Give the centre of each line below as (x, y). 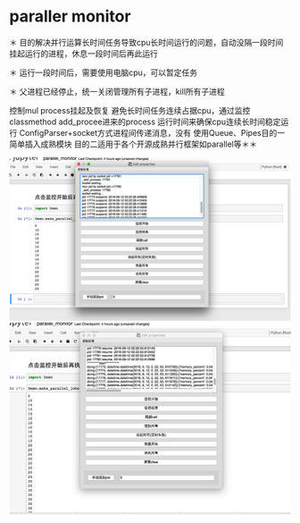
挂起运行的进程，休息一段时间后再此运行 (83, 53)
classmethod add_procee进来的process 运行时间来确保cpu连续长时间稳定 (145, 122)
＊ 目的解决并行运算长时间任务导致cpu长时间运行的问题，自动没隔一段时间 (146, 42)
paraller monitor (70, 17)
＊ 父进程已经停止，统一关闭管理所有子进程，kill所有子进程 (117, 91)
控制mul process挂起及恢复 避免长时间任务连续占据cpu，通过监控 (130, 110)
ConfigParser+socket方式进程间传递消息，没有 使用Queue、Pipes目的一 (152, 132)
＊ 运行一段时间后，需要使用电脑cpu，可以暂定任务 (104, 72)
